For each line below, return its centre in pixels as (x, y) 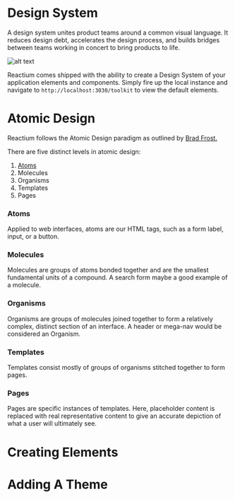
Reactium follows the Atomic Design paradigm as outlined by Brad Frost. (112, 138)
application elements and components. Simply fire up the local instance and (117, 82)
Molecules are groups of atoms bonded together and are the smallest (108, 270)
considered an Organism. (44, 334)
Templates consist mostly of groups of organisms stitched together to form (116, 368)
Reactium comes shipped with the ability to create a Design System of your (116, 75)
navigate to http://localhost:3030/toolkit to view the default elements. (113, 90)
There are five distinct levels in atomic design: (74, 151)
